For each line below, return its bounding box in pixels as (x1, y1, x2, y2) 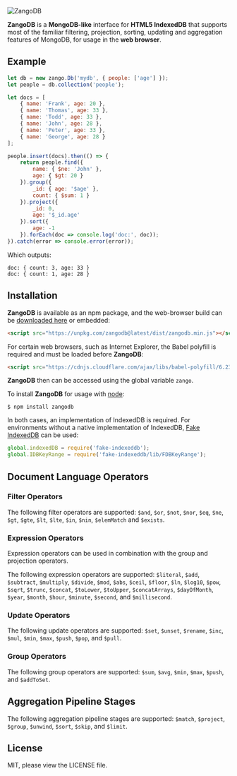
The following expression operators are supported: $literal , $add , (7, 571, 200, 579)
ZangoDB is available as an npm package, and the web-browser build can (7, 308, 223, 317)
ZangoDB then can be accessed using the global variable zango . (7, 376, 194, 385)
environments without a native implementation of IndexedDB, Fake (7, 424, 200, 432)
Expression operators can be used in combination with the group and (7, 549, 208, 558)
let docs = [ (7, 94, 46, 101)
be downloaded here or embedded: (7, 316, 111, 324)
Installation (7, 289, 58, 302)
